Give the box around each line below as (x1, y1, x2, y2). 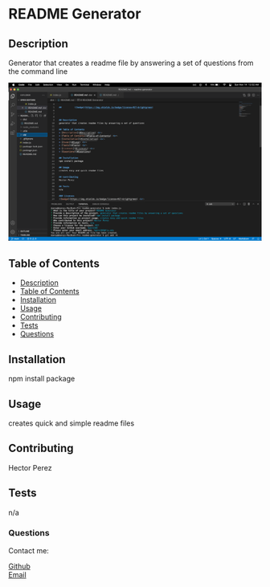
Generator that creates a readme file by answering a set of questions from (8, 58, 254, 67)
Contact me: (8, 545, 50, 555)
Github (8, 561, 31, 571)
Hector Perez (8, 463, 52, 472)
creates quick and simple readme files (8, 418, 135, 428)
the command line (8, 67, 68, 76)
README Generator (8, 5, 141, 23)
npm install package (8, 374, 76, 384)
